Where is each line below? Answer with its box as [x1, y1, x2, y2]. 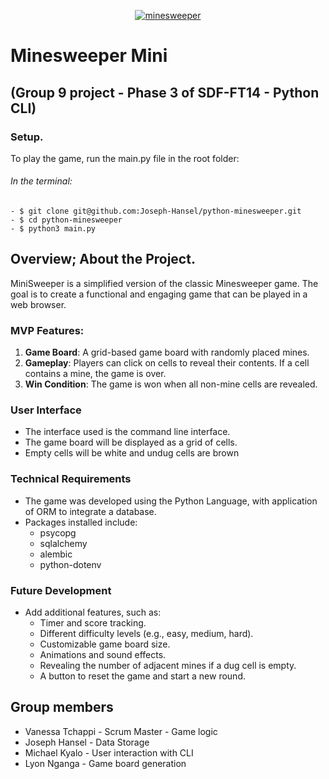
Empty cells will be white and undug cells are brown [24, 447, 240, 459]
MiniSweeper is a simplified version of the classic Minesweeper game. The [10, 277, 319, 289]
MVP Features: [10, 323, 85, 337]
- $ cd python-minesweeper [10, 215, 123, 225]
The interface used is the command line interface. [24, 426, 231, 438]
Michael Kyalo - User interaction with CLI [24, 746, 194, 759]
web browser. [10, 298, 67, 310]
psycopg [39, 526, 77, 539]
